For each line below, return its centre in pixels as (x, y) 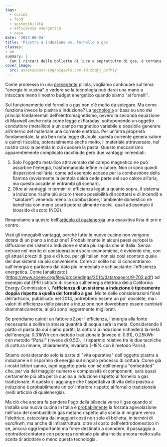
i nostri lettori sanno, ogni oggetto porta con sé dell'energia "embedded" (80, 366)
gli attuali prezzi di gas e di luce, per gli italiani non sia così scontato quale (81, 256)
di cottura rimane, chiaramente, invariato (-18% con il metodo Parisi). (76, 345)
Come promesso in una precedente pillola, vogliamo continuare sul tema (80, 84)
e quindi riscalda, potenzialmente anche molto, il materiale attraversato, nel (82, 142)
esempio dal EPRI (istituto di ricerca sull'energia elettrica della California (79, 282)
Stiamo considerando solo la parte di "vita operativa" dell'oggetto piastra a (82, 355)
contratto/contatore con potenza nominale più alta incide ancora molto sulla (83, 434)
